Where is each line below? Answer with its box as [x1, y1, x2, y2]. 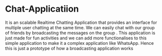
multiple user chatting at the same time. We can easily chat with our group [5, 24, 155, 30]
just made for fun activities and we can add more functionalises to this [5, 35, 147, 41]
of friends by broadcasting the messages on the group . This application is [5, 30, 156, 36]
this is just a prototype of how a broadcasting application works [5, 45, 134, 51]
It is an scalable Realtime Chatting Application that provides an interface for [5, 19, 158, 25]
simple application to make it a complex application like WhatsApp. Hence [5, 40, 154, 46]
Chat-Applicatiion [5, 3, 79, 15]
